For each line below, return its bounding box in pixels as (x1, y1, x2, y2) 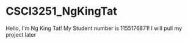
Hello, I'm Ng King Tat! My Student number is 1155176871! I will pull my (5, 24, 183, 32)
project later (5, 31, 37, 38)
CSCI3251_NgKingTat (5, 4, 117, 18)
